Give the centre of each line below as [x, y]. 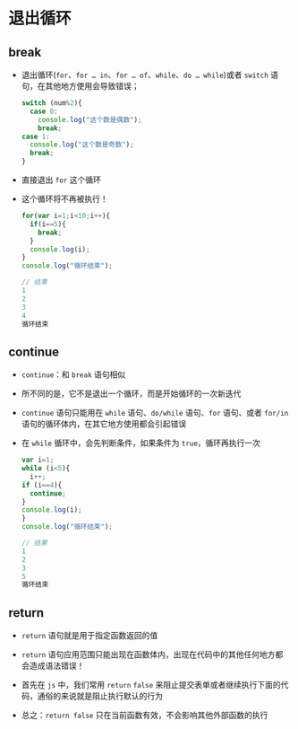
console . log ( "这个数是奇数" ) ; [82, 145]
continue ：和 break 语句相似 [73, 374]
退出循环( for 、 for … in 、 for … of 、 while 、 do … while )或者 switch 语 [150, 75]
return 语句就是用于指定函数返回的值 [89, 636]
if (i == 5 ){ [48, 224]
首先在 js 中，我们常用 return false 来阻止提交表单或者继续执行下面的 [151, 685]
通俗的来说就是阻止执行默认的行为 [100, 696]
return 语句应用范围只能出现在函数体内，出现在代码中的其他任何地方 [148, 654]
